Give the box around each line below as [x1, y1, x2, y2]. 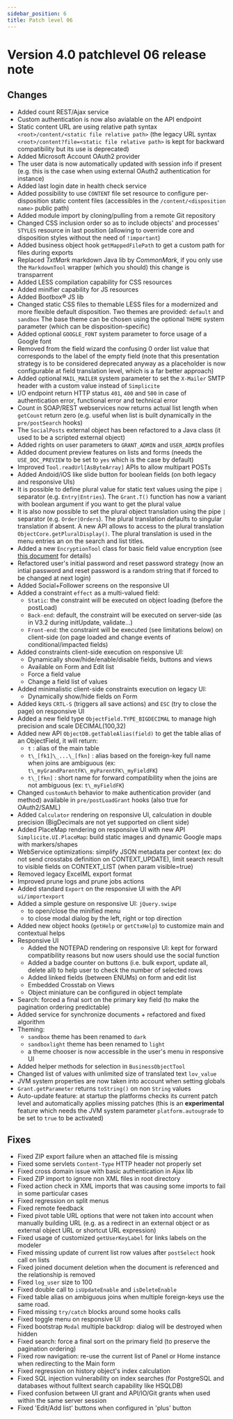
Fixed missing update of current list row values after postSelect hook [17, 1248, 216, 1257]
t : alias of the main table [27, 744, 99, 752]
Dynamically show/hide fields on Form [27, 692, 138, 700]
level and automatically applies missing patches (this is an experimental [17, 1099, 225, 1107]
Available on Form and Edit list [27, 662, 115, 671]
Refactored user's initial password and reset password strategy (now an [17, 558, 224, 567]
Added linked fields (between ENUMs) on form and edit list [27, 973, 197, 982]
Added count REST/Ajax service [17, 107, 109, 116]
